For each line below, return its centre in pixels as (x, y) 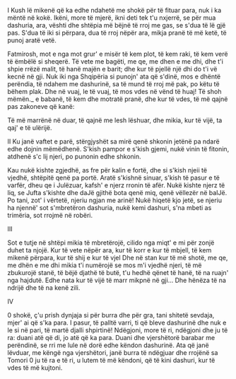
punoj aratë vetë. (32, 40)
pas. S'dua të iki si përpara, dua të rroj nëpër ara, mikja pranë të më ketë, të (117, 33)
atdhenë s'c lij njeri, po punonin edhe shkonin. (74, 156)
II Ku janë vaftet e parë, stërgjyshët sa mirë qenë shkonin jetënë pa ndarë (114, 141)
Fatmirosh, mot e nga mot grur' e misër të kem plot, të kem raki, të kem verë (118, 54)
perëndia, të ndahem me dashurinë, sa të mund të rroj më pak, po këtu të (114, 84)
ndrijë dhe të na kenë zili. (44, 288)
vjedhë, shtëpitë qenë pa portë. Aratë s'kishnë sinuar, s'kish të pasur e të (114, 177)
